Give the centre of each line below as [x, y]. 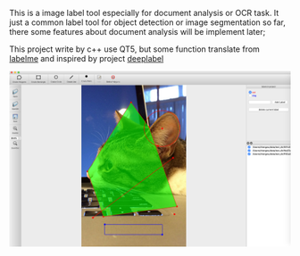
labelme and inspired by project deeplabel [87, 58]
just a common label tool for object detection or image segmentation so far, [147, 22]
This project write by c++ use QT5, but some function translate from [135, 49]
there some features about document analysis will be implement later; [137, 32]
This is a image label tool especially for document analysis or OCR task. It [144, 13]
